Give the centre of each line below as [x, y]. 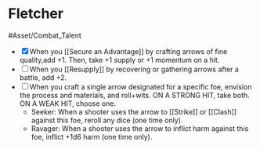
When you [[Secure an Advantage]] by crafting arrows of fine [128, 51]
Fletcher [36, 14]
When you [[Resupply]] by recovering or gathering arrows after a [134, 69]
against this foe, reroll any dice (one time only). [107, 120]
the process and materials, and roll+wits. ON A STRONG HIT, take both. [135, 95]
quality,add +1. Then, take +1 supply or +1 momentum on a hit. [119, 60]
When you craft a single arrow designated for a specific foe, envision [141, 86]
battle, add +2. [43, 77]
